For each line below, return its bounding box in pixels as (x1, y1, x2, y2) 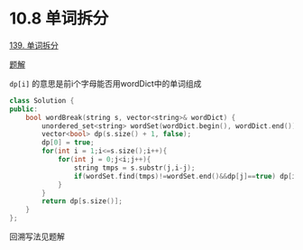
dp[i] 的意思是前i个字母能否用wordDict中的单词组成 (9, 78, 202, 88)
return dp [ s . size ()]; (41, 197, 124, 206)
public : (9, 105, 39, 114)
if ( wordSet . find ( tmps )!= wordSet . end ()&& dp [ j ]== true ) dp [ (73, 171, 293, 181)
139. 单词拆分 (9, 40, 59, 51)
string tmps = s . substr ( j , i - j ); (73, 163, 196, 172)
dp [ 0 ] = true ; (41, 138, 95, 147)
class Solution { (9, 96, 75, 105)
